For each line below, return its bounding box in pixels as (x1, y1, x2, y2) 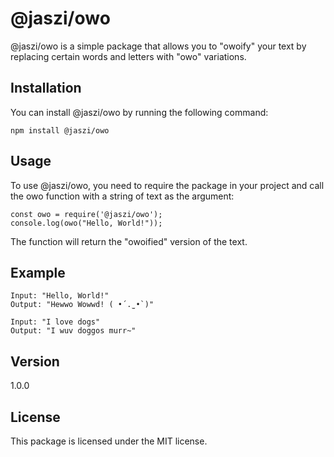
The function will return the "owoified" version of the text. (10, 235, 248, 247)
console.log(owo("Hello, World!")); (10, 218, 163, 228)
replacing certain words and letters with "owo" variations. (10, 50, 247, 62)
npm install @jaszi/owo (10, 125, 110, 136)
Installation (10, 80, 82, 97)
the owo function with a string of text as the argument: (10, 190, 235, 202)
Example (10, 264, 66, 281)
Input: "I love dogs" (10, 317, 101, 327)
